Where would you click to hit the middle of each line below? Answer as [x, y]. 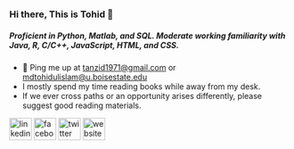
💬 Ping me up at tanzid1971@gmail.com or [99, 67]
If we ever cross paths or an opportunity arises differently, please [142, 95]
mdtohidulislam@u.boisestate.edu [85, 77]
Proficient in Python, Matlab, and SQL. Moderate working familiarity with [147, 36]
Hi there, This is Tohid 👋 [61, 14]
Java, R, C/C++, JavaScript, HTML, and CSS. [94, 45]
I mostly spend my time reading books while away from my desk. [141, 86]
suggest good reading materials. [82, 105]
